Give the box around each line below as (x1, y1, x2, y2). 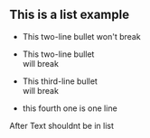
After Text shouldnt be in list (9, 120, 115, 131)
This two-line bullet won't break (22, 31, 142, 41)
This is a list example (9, 7, 129, 23)
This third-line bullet (22, 76, 98, 87)
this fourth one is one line (22, 103, 117, 114)
